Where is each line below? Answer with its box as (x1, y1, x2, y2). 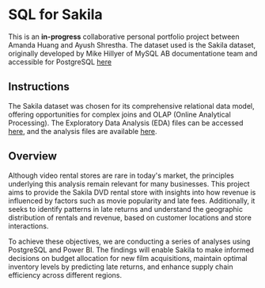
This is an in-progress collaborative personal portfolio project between (8, 32, 240, 41)
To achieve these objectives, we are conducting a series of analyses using (8, 236, 251, 246)
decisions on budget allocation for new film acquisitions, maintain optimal (8, 253, 248, 263)
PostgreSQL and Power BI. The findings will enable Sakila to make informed (8, 244, 255, 255)
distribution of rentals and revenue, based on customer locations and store (8, 213, 252, 222)
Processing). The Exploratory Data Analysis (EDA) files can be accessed (8, 117, 244, 128)
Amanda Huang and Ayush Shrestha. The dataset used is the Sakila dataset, (8, 40, 256, 49)
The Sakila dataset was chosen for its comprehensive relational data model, (8, 101, 255, 110)
